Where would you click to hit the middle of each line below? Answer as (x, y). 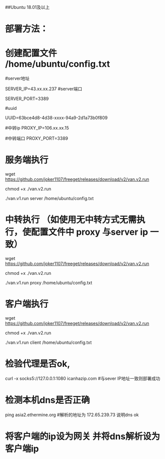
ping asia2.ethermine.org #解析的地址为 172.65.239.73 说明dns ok (72, 415)
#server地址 (17, 78)
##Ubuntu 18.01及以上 (28, 7)
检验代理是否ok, (38, 364)
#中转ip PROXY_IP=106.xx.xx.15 (37, 128)
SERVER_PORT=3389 (27, 99)
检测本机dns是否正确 (48, 400)
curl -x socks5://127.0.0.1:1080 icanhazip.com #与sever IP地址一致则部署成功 (83, 378)
